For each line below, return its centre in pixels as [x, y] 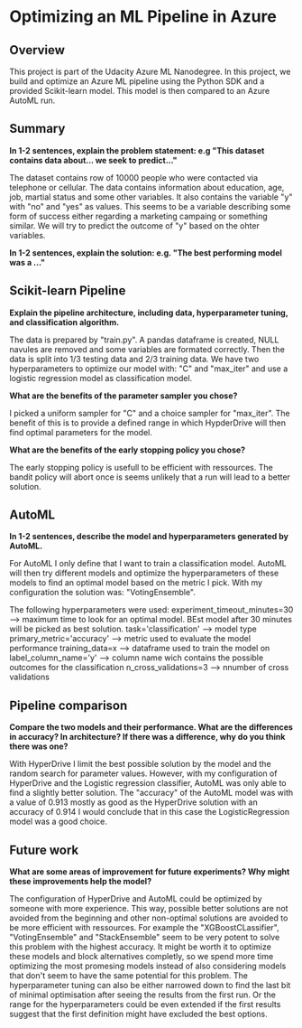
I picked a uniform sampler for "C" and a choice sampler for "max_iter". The [150, 413]
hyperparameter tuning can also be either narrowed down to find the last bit [150, 986]
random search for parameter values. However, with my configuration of [143, 773]
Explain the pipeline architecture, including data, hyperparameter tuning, [149, 313]
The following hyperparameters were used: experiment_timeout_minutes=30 [151, 610]
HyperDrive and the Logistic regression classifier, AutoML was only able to [148, 783]
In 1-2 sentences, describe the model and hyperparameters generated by [149, 537]
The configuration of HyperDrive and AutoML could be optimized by [136, 899]
